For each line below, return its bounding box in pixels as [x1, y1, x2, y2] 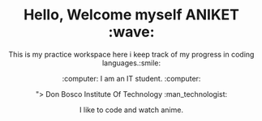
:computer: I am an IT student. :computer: [62, 73, 201, 83]
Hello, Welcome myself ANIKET [23, 6, 240, 24]
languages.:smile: [101, 58, 161, 68]
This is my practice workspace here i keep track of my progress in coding [8, 49, 255, 59]
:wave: [108, 23, 155, 41]
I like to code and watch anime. [79, 105, 184, 115]
